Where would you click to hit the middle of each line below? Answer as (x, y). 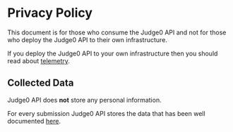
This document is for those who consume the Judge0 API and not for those (117, 32)
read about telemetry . (39, 60)
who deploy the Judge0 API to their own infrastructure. (88, 39)
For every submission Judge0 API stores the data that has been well (107, 113)
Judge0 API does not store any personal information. (84, 100)
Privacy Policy (50, 13)
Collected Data (41, 83)
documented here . (34, 121)
